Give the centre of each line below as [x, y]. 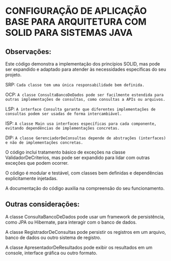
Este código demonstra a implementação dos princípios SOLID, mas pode [83, 64]
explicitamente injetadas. [31, 178]
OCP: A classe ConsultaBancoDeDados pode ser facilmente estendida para [85, 94]
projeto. [14, 75]
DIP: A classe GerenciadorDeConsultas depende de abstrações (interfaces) [86, 138]
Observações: [28, 51]
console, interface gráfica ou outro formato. [51, 253]
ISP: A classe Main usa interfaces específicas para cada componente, [81, 123]
